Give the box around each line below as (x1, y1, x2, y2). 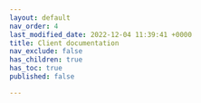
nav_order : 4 (9, 22, 59, 31)
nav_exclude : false (9, 47, 83, 56)
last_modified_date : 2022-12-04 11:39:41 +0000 (9, 30, 193, 39)
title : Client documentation (9, 38, 120, 48)
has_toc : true (9, 64, 63, 73)
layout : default (9, 13, 71, 23)
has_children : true (9, 55, 83, 64)
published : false (9, 72, 75, 81)
